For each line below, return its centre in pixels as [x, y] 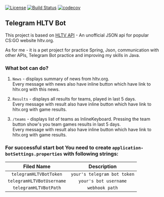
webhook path [103, 188]
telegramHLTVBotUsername [37, 181]
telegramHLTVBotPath [37, 188]
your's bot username [103, 181]
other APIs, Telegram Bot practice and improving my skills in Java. [73, 55]
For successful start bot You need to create [58, 148]
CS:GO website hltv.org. [30, 40]
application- [128, 148]
